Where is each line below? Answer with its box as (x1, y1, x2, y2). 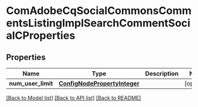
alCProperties (6, 29, 75, 42)
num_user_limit (9, 80, 53, 87)
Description (145, 70, 179, 77)
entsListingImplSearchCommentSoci (6, 16, 190, 30)
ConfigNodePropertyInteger (58, 80, 140, 87)
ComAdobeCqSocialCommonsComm (6, 4, 192, 18)
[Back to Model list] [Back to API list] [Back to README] (6, 95, 141, 101)
